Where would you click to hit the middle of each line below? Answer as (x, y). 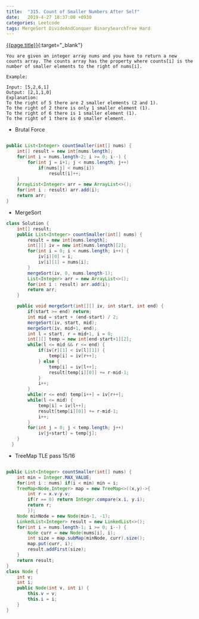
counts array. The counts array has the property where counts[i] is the (100, 61)
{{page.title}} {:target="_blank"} (44, 45)
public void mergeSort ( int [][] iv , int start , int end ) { (90, 306)
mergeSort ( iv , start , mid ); (62, 323)
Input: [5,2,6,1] (28, 87)
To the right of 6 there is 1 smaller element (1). (71, 114)
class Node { (22, 571)
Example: (17, 77)
